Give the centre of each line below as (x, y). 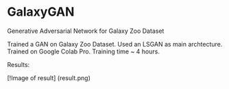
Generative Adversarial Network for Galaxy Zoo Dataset (86, 31)
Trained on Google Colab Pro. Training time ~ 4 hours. (83, 51)
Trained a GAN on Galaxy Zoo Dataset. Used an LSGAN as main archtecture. (115, 44)
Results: (19, 64)
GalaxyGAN (41, 12)
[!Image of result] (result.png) (49, 78)
